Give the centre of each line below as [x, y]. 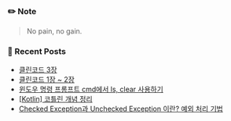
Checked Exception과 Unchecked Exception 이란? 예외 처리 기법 [121, 109]
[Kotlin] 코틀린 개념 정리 [55, 98]
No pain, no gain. [54, 31]
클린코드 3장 [38, 69]
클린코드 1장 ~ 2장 [47, 79]
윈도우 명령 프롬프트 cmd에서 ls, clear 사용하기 [91, 89]
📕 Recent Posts [37, 52]
